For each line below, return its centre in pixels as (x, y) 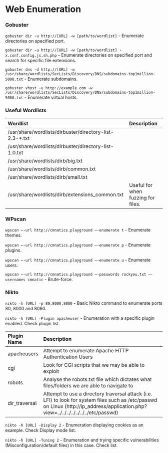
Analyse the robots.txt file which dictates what (97, 379)
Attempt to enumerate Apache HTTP (86, 351)
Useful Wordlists (26, 110)
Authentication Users (68, 357)
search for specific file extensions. (41, 61)
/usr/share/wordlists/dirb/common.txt (52, 169)
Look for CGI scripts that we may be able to (94, 365)
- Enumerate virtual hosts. (51, 97)
